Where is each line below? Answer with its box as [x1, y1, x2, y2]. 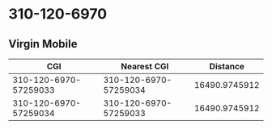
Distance [209, 61, 245, 72]
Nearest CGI [121, 61, 169, 72]
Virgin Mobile [8, 37, 78, 51]
